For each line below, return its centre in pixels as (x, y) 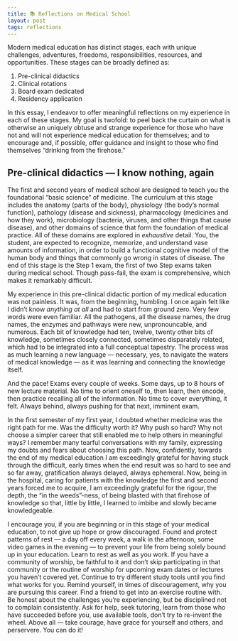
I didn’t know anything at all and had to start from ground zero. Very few (113, 309)
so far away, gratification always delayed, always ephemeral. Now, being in (117, 473)
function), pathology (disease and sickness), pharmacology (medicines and (118, 212)
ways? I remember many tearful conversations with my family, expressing (115, 443)
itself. (15, 370)
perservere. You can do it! (45, 630)
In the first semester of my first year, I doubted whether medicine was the (115, 420)
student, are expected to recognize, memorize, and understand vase (108, 243)
